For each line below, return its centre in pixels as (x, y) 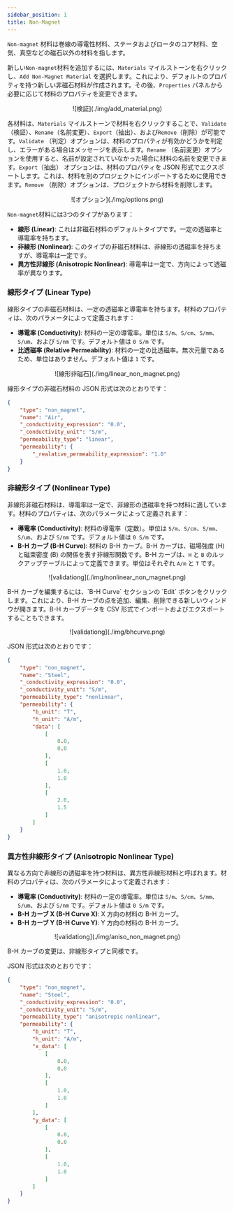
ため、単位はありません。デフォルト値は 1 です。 (88, 358)
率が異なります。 (42, 273)
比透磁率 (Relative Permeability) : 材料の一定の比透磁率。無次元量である (121, 350)
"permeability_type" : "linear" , (67, 440)
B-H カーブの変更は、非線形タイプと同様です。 (74, 951)
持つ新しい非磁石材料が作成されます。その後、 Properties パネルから (124, 85)
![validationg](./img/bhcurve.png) (117, 632)
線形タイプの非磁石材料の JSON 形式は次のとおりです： (88, 389)
